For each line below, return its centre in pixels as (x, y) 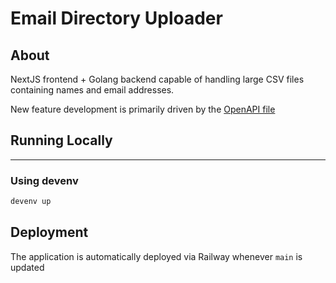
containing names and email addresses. (92, 90)
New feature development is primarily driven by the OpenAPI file (143, 109)
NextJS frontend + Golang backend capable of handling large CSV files (157, 79)
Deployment (49, 232)
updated (27, 267)
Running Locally (61, 140)
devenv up (31, 202)
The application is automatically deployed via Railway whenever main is (156, 256)
